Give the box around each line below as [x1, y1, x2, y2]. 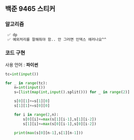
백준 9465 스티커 [5, 4, 56, 13]
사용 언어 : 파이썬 [5, 61, 39, 68]
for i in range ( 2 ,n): [14, 112, 59, 117]
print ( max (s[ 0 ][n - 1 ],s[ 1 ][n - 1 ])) [14, 130, 83, 135]
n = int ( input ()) [14, 85, 46, 90]
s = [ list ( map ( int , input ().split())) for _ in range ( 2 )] [14, 90, 130, 95]
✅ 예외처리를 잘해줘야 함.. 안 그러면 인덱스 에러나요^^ [7, 37, 107, 42]
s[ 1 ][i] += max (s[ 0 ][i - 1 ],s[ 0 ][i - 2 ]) [23, 121, 97, 126]
